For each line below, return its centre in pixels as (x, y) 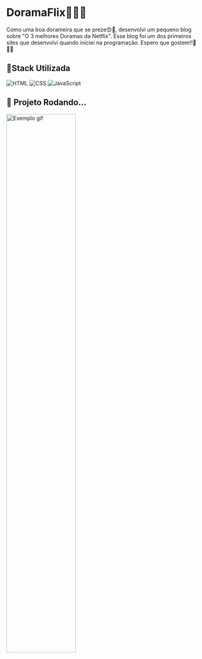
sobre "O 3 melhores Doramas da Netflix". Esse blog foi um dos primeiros (99, 36)
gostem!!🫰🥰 (184, 42)
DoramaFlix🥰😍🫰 (47, 13)
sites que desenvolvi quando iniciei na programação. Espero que (88, 42)
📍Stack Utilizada (38, 68)
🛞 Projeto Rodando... (47, 103)
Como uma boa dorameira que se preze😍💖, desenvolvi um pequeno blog (99, 29)
